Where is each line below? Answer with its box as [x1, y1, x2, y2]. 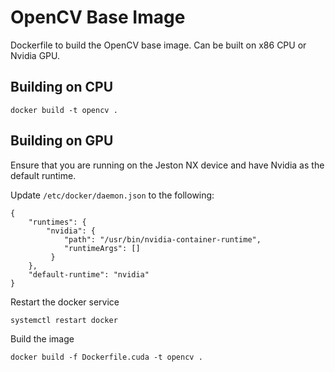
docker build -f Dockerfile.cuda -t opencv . [10, 352, 203, 362]
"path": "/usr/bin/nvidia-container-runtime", [63, 234, 262, 245]
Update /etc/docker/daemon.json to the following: [10, 189, 215, 201]
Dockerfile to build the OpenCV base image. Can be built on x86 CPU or [10, 39, 307, 51]
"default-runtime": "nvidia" [28, 269, 150, 280]
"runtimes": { [28, 217, 87, 227]
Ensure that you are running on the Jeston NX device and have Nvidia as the [10, 159, 325, 171]
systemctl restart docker [10, 315, 118, 325]
